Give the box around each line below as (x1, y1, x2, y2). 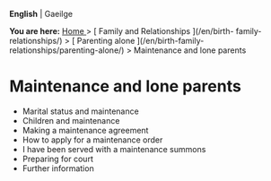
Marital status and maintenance (22, 106, 139, 116)
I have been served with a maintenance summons (22, 143, 206, 154)
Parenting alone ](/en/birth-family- (76, 36, 205, 46)
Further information (22, 162, 94, 174)
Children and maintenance (22, 115, 120, 125)
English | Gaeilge (9, 9, 74, 19)
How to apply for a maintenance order (22, 134, 163, 145)
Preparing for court (22, 153, 94, 164)
